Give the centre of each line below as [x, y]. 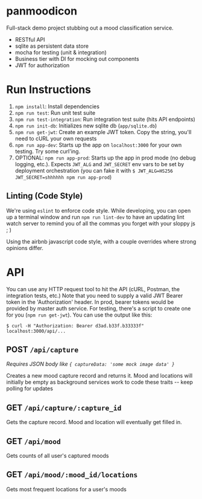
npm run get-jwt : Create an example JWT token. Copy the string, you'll [103, 132]
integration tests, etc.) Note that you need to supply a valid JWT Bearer [95, 295]
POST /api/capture [43, 349]
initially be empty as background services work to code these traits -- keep [99, 382]
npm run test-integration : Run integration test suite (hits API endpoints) [105, 119]
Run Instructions [49, 90]
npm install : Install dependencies [57, 106]
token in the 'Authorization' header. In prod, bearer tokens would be [90, 302]
